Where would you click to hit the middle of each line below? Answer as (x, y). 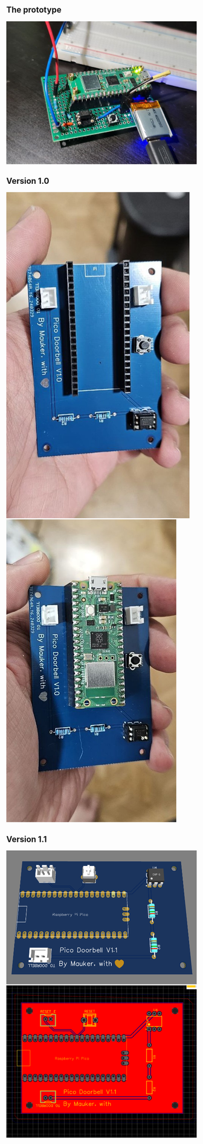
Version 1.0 (28, 181)
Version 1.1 (27, 839)
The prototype (34, 10)
